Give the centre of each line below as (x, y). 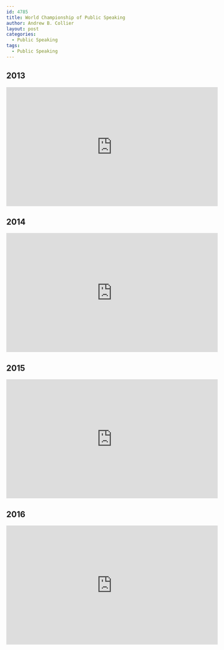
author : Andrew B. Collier (40, 23)
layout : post (23, 29)
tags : (13, 46)
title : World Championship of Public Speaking (66, 18)
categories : (21, 34)
